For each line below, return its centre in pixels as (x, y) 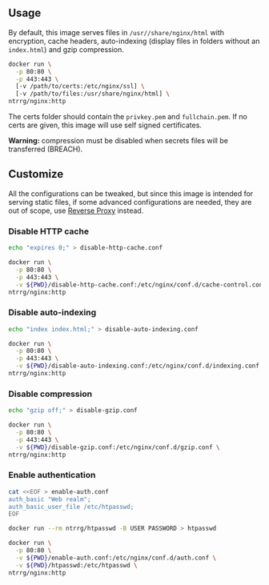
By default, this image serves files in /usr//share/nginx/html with (116, 32)
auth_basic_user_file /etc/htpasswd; (71, 507)
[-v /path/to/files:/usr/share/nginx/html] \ (93, 94)
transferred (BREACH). (46, 149)
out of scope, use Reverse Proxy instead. (76, 210)
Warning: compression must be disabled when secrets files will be (118, 141)
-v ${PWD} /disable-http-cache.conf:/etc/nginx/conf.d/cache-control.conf (141, 284)
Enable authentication (52, 475)
